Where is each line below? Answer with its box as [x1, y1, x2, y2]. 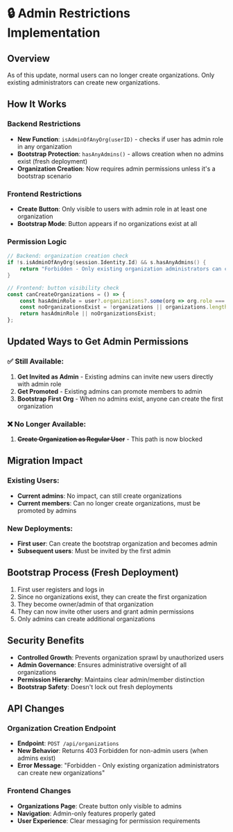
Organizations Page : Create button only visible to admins [17, 801, 182, 810]
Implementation [7, 25, 101, 41]
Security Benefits [7, 635, 85, 647]
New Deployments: [7, 523, 74, 533]
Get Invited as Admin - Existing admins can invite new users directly [17, 372, 214, 381]
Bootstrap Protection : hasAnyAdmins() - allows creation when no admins [17, 150, 224, 158]
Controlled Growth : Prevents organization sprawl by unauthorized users [17, 653, 224, 661]
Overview [7, 53, 51, 64]
